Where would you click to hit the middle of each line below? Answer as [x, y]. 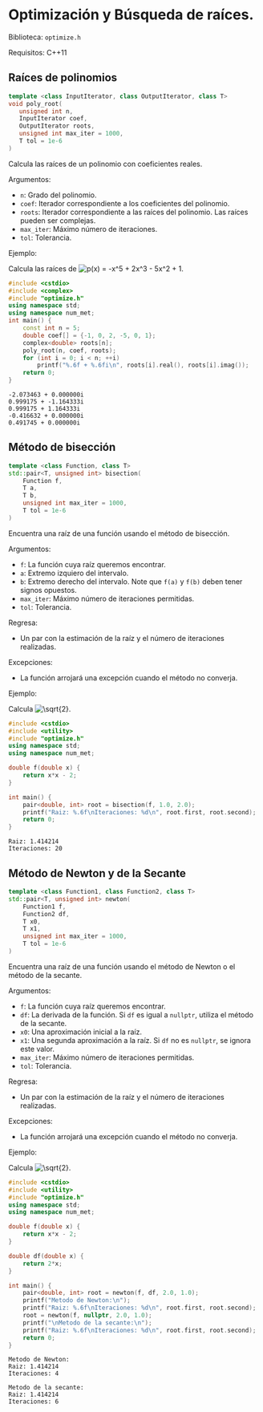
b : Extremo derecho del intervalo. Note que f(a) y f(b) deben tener [131, 581]
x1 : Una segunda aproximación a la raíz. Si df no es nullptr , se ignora [135, 1040]
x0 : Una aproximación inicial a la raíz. [81, 1032]
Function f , [42, 481]
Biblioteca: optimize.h [45, 37]
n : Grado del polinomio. [58, 195]
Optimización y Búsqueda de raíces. [131, 15]
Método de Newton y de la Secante [97, 873]
